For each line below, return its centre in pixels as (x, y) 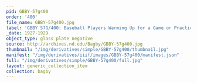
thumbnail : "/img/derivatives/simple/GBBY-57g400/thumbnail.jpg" (87, 50)
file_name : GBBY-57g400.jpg (40, 22)
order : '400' (22, 17)
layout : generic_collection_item (47, 66)
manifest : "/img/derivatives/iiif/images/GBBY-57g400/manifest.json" (93, 55)
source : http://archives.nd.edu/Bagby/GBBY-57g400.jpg (74, 44)
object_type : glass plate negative (50, 39)
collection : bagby (28, 71)
